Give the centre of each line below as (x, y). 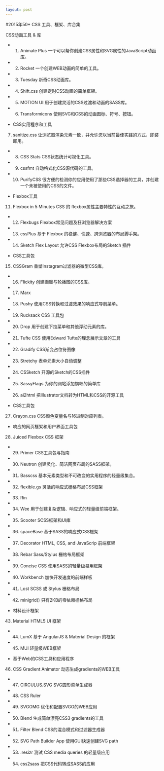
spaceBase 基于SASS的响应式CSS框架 (59, 531)
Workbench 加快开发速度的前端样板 (56, 577)
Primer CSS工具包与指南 (45, 452)
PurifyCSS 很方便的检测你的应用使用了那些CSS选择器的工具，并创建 (89, 179)
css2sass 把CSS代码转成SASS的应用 (57, 764)
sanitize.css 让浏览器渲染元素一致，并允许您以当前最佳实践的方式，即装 (86, 135)
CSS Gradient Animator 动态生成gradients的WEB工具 (66, 669)
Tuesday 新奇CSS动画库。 (47, 79)
